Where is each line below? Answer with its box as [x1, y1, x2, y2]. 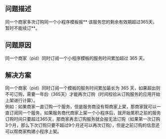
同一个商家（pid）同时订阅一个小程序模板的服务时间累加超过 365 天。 [5, 55, 148, 61]
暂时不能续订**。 [5, 25, 41, 31]
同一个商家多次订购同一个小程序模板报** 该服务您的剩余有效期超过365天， [5, 19, 157, 25]
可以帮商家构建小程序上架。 [5, 129, 62, 135]
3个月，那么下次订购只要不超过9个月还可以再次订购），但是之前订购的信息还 [5, 122, 160, 128]
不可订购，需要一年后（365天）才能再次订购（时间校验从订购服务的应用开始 [5, 91, 161, 97]
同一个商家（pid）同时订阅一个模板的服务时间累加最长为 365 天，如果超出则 [5, 85, 161, 91]
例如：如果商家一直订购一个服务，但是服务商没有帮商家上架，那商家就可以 [5, 104, 157, 110]
